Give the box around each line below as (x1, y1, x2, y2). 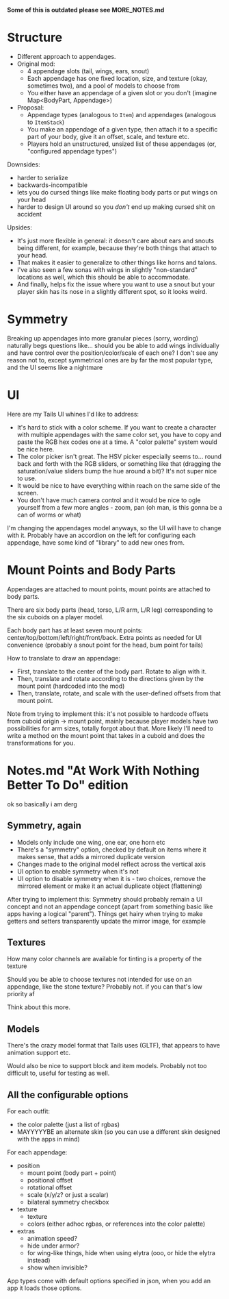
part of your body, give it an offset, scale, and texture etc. (27, 132, 190, 140)
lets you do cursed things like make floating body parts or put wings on (16, 188, 217, 196)
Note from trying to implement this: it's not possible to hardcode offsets (7, 709, 208, 718)
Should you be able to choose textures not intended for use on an (7, 976, 192, 984)
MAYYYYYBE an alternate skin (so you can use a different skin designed (16, 1127, 221, 1136)
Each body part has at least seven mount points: (7, 626, 144, 634)
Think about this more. (7, 1003, 70, 1011)
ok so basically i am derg (7, 800, 77, 808)
